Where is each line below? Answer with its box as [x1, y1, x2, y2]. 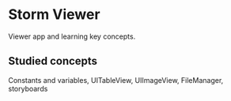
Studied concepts [8, 54, 97, 68]
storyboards [8, 84, 48, 93]
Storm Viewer [8, 6, 100, 24]
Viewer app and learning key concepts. [8, 32, 136, 41]
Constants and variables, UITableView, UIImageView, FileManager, [8, 75, 224, 84]
